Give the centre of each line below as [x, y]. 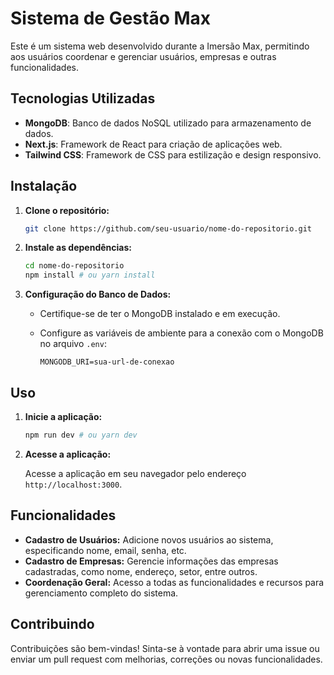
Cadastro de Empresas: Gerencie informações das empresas [151, 561]
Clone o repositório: [67, 210]
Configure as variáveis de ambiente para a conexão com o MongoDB [181, 333]
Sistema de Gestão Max [111, 18]
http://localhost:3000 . [73, 484]
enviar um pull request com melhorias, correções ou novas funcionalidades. [166, 659]
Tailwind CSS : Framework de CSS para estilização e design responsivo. [173, 154]
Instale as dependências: [78, 248]
